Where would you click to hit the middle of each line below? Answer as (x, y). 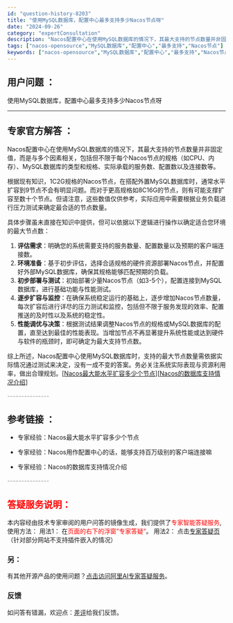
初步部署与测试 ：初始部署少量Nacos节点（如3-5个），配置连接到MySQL (119, 280)
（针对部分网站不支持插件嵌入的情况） (62, 540)
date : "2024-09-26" (35, 26)
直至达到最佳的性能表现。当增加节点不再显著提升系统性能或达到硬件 (127, 332)
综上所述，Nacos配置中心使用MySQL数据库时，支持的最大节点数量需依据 (112, 356)
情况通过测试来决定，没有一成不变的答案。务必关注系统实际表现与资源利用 (119, 364)
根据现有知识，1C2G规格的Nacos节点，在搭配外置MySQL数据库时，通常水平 (116, 181)
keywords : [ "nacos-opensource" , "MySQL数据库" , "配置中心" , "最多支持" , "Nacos (113, 53)
